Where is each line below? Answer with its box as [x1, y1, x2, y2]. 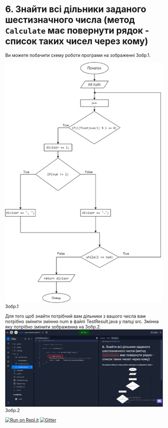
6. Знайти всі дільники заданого [5, 4, 146, 15]
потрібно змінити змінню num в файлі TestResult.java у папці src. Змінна [5, 318, 159, 325]
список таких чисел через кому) [5, 36, 148, 47]
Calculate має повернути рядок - [5, 25, 149, 36]
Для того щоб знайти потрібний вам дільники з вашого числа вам [5, 313, 146, 319]
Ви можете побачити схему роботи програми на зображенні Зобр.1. [5, 52, 151, 58]
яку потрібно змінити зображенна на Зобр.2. [5, 324, 101, 330]
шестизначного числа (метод [5, 14, 135, 26]
